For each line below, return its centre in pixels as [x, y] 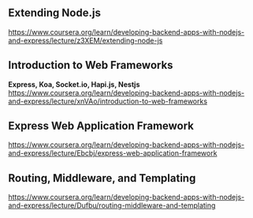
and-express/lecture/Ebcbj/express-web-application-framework [113, 153]
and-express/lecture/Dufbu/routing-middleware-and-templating [112, 205]
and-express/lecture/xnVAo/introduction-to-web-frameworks [108, 101]
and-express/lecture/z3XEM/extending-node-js [86, 40]
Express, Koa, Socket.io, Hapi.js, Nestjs [74, 84]
